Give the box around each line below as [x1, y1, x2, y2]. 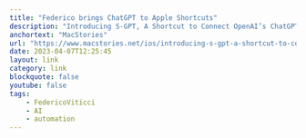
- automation [25, 114, 76, 123]
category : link [9, 64, 67, 74]
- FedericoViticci [25, 97, 96, 107]
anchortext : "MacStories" [9, 30, 107, 39]
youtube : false [9, 81, 67, 90]
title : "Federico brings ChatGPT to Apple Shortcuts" [9, 13, 219, 23]
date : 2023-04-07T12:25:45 [9, 47, 112, 56]
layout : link [9, 55, 59, 64]
